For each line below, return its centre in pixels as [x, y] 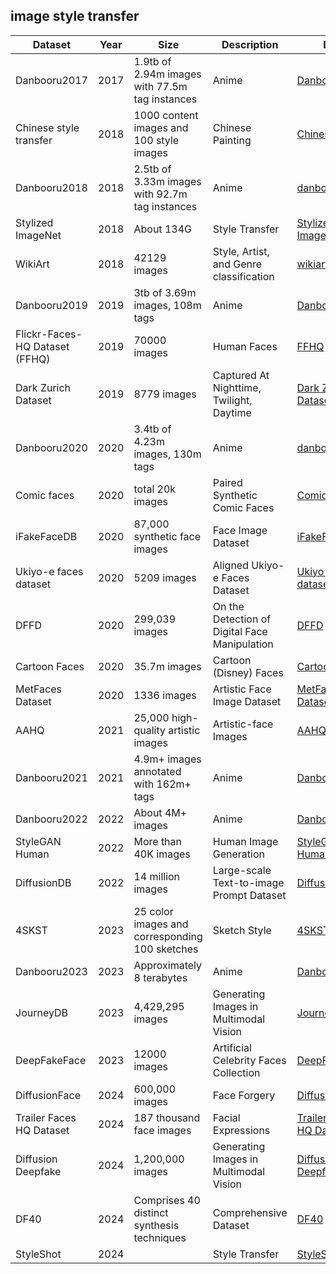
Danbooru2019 [51, 305]
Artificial [232, 1047]
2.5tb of [152, 169]
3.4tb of [152, 429]
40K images [162, 854]
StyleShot [38, 1254]
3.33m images [167, 181]
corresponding [168, 936]
